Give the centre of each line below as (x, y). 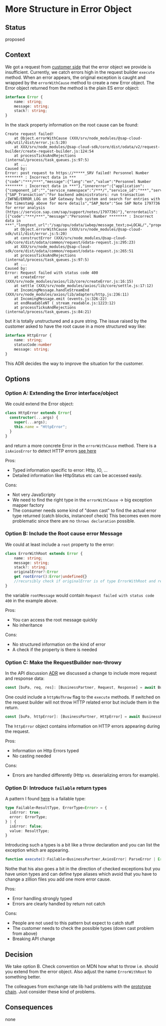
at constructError (33, 238)
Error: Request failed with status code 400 (52, 273)
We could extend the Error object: (40, 404)
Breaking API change (34, 939)
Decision (19, 954)
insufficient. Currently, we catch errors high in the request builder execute (80, 72)
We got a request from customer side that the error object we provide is (78, 67)
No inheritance (27, 625)
